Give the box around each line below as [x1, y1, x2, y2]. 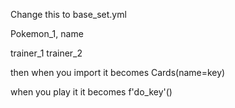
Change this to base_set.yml [10, 9, 127, 20]
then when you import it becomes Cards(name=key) [10, 67, 226, 78]
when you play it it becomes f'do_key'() [10, 86, 173, 98]
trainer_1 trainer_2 [10, 47, 83, 59]
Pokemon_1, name [10, 28, 84, 39]
